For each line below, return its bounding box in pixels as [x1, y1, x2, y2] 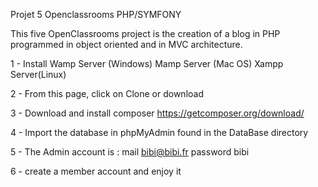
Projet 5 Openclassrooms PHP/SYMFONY [10, 9, 182, 20]
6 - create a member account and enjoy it [10, 165, 182, 177]
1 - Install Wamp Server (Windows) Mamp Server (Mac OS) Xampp [10, 58, 284, 69]
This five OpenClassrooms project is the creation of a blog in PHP [10, 28, 281, 39]
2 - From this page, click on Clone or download [10, 88, 204, 99]
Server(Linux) [10, 69, 67, 80]
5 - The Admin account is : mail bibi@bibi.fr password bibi [10, 146, 250, 158]
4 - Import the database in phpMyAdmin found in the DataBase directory [10, 127, 309, 138]
